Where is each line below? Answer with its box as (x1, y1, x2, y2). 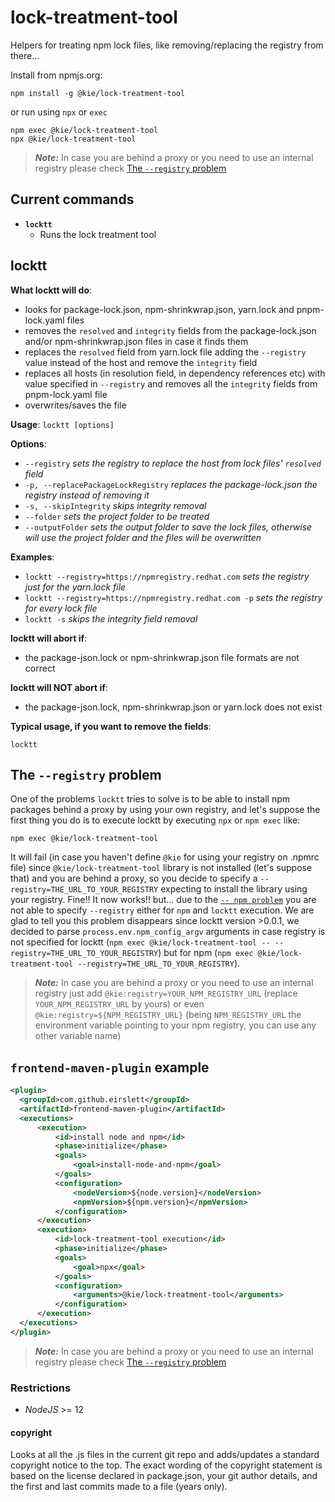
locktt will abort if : (10, 632, 88, 644)
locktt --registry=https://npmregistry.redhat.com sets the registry (24, 570, 310, 582)
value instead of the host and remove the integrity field (24, 356, 258, 368)
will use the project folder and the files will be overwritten (24, 531, 262, 543)
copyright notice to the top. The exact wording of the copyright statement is (10, 1459, 323, 1471)
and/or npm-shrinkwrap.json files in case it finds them (24, 335, 249, 347)
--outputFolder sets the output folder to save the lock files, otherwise (24, 521, 313, 533)
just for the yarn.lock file (24, 581, 127, 593)
